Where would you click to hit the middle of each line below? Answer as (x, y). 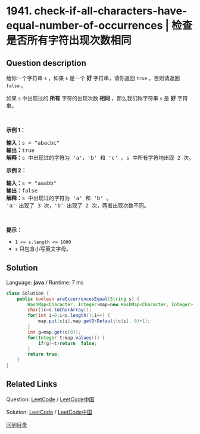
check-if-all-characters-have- (111, 11)
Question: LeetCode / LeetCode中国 (50, 399)
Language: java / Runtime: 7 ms (45, 282)
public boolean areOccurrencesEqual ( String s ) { (78, 299)
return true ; (44, 354)
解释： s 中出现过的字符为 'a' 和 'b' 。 (59, 198)
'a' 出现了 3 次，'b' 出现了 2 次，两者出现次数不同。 (78, 205)
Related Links (32, 384)
